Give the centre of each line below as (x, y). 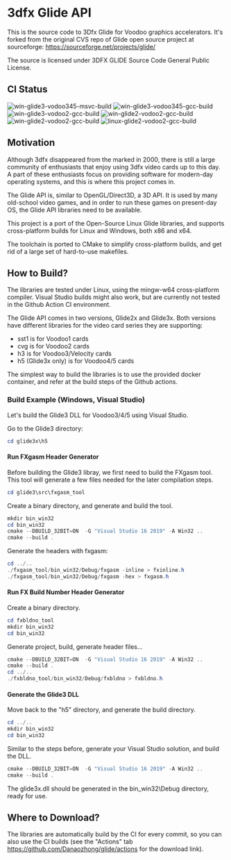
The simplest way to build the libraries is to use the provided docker (104, 374)
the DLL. (19, 756)
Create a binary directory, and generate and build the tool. (90, 505)
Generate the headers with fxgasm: (58, 551)
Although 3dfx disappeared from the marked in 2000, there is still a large (111, 159)
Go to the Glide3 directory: (45, 428)
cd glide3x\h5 (28, 441)
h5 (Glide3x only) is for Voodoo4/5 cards (76, 361)
